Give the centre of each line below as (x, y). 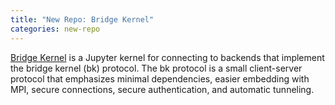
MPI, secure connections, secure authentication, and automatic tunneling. (162, 89)
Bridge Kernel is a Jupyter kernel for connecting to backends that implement (167, 57)
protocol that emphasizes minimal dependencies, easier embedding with (160, 78)
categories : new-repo (55, 29)
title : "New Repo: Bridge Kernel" (82, 19)
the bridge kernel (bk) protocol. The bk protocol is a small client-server (156, 68)
